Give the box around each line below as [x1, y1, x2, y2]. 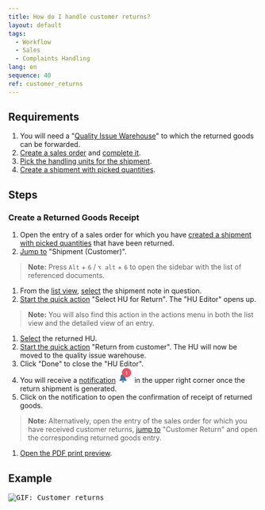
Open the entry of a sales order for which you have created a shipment [19, 230, 252, 240]
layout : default [8, 21, 62, 29]
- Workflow [15, 38, 52, 46]
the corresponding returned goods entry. [27, 433, 162, 442]
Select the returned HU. [19, 334, 98, 343]
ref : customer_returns [8, 79, 83, 87]
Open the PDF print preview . [19, 449, 113, 458]
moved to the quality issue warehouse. [19, 350, 147, 361]
